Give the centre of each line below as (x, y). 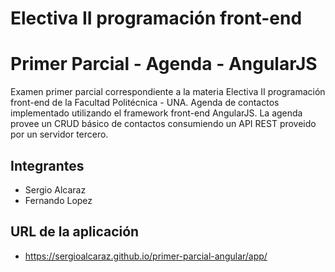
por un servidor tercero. (59, 134)
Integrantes (47, 165)
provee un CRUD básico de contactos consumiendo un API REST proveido (163, 124)
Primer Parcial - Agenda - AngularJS (164, 64)
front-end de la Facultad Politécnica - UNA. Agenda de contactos (145, 103)
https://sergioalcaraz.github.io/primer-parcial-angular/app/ (146, 256)
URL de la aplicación (75, 232)
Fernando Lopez (58, 200)
